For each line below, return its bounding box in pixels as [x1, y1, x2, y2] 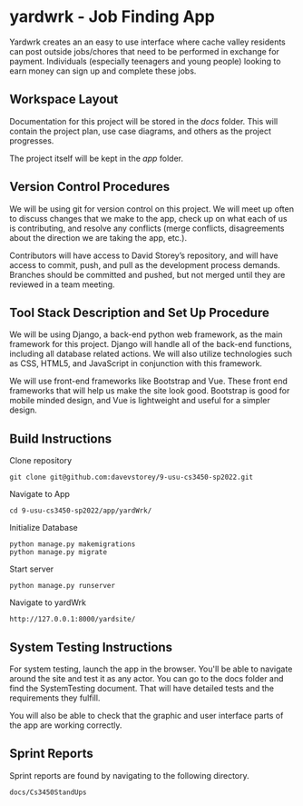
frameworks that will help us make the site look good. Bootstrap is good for [9, 385, 290, 396]
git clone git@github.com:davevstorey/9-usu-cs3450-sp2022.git [9, 473, 254, 483]
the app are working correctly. [9, 720, 122, 731]
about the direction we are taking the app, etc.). [9, 232, 188, 243]
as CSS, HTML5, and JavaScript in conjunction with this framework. [9, 358, 263, 369]
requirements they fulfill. [9, 692, 101, 703]
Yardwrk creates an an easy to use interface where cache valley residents [9, 36, 286, 47]
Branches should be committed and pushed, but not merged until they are [9, 269, 286, 280]
